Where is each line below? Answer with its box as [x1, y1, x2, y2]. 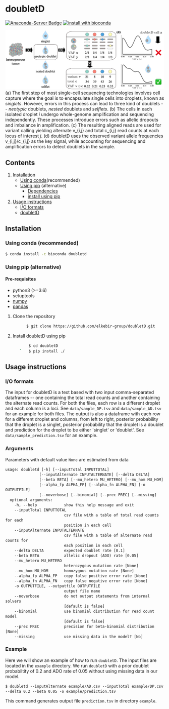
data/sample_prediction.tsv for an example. [5, 432, 98, 439]
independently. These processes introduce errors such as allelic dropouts [5, 117, 159, 123]
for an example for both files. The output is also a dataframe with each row [5, 411, 160, 417]
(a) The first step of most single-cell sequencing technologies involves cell [5, 90, 160, 96]
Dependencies [27, 188, 58, 194]
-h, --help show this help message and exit [14, 502, 135, 507]
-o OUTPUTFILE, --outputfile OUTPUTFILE [14, 583, 100, 588]
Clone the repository [12, 313, 55, 319]
